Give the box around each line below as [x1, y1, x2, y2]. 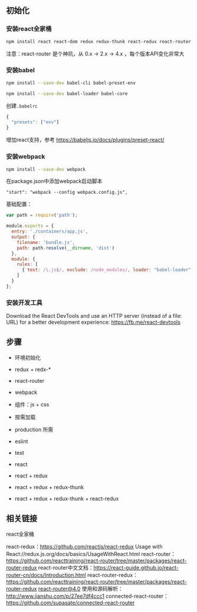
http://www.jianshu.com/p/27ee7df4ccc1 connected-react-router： [6, 593, 169, 600]
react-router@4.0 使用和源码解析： [38, 585, 124, 592]
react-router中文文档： [38, 564, 94, 571]
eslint [14, 438, 28, 445]
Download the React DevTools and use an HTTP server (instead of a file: [6, 312, 182, 320]
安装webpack [6, 152, 45, 161]
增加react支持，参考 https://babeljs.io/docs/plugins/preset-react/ [6, 136, 165, 144]
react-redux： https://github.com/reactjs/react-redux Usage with [6, 543, 163, 550]
